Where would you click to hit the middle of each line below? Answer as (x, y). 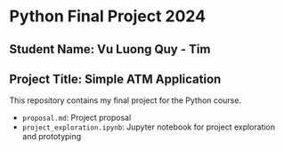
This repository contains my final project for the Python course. (126, 100)
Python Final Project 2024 (108, 16)
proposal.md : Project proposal (77, 118)
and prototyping (52, 137)
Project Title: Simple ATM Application (115, 79)
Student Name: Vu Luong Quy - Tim (110, 49)
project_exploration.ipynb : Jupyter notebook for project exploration (149, 127)
